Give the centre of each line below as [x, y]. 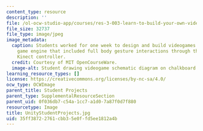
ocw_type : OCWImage [31, 85]
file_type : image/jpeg [35, 34]
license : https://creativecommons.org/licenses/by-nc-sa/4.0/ [86, 79]
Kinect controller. [42, 57]
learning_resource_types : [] [43, 74]
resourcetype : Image [32, 107]
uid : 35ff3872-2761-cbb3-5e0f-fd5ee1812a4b [62, 118]
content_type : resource [36, 12]
